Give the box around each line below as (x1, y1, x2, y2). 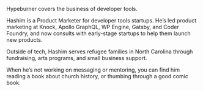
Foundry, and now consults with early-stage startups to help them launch (6, 30, 191, 37)
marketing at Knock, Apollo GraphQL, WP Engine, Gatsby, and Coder (6, 24, 179, 30)
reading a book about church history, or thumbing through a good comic (6, 73, 188, 79)
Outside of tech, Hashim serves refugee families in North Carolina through (6, 48, 193, 55)
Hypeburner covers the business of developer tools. (6, 5, 138, 12)
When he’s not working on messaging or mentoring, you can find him (6, 66, 180, 73)
